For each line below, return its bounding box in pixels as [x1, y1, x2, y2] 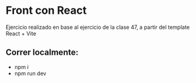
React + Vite [5, 29, 37, 37]
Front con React [5, 4, 87, 17]
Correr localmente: [5, 48, 79, 58]
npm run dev [14, 70, 47, 77]
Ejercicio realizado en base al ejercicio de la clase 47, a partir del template [5, 23, 190, 31]
